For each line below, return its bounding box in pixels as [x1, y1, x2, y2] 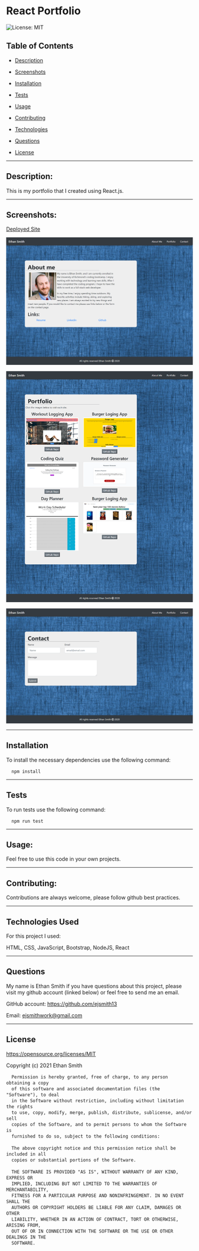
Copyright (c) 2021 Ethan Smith [6, 1062, 83, 1069]
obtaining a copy [6, 1080, 49, 1086]
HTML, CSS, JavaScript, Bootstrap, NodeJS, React [6, 944, 130, 951]
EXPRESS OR [6, 1174, 33, 1181]
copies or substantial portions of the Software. [11, 1157, 136, 1163]
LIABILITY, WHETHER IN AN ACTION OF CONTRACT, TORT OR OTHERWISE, [11, 1216, 179, 1223]
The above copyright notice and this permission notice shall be [11, 1145, 176, 1151]
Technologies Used [6, 916, 79, 927]
